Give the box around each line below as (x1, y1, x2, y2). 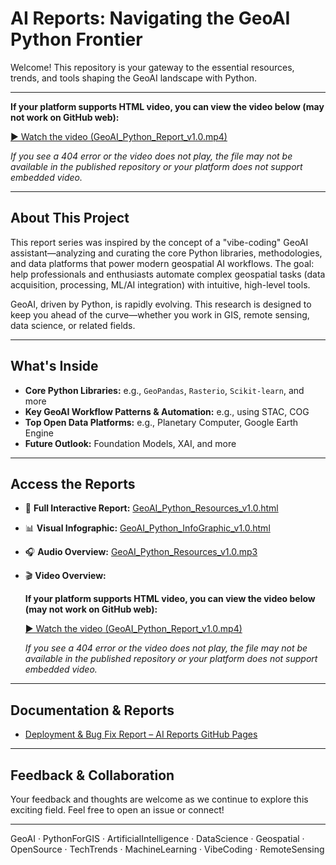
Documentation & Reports (10, 702, 175, 719)
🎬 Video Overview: (24, 570, 107, 582)
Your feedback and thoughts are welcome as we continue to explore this (10, 793, 309, 805)
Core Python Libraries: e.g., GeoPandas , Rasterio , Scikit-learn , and (24, 384, 305, 396)
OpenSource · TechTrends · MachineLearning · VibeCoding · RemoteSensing (10, 843, 325, 855)
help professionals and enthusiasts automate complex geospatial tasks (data (10, 268, 326, 280)
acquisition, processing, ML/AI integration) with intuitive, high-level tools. (10, 278, 311, 291)
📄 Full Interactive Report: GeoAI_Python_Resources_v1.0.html (24, 502, 279, 514)
